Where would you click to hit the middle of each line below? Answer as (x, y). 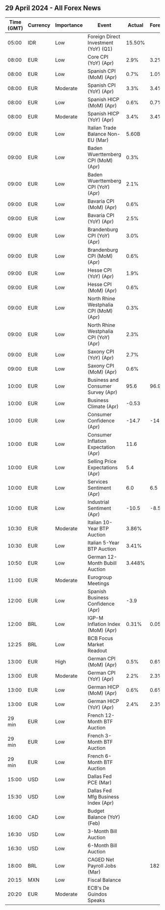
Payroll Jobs (102, 866)
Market (96, 644)
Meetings (98, 583)
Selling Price (102, 461)
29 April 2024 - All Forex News (53, 8)
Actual (136, 25)
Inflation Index (104, 624)
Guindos (97, 894)
